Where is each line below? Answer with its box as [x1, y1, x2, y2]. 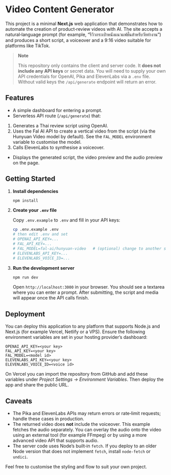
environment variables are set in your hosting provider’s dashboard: [5, 334, 148, 340]
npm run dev [12, 275, 38, 280]
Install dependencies [12, 188, 59, 194]
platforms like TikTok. [5, 42, 50, 49]
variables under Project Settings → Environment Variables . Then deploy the [5, 376, 164, 382]
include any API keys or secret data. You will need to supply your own [17, 68, 166, 74]
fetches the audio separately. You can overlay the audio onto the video [12, 426, 162, 433]
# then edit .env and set [12, 232, 68, 237]
